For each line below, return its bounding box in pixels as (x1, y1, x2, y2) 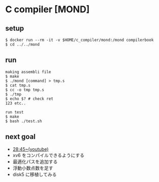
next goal (5, 132, 36, 141)
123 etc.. (5, 101, 26, 106)
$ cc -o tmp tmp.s (5, 87, 44, 93)
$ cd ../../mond (5, 42, 40, 47)
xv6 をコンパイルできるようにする (12, 152, 85, 158)
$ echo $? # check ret (5, 96, 54, 101)
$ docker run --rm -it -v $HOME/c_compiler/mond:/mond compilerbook (5, 37, 154, 42)
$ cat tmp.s (5, 83, 31, 88)
